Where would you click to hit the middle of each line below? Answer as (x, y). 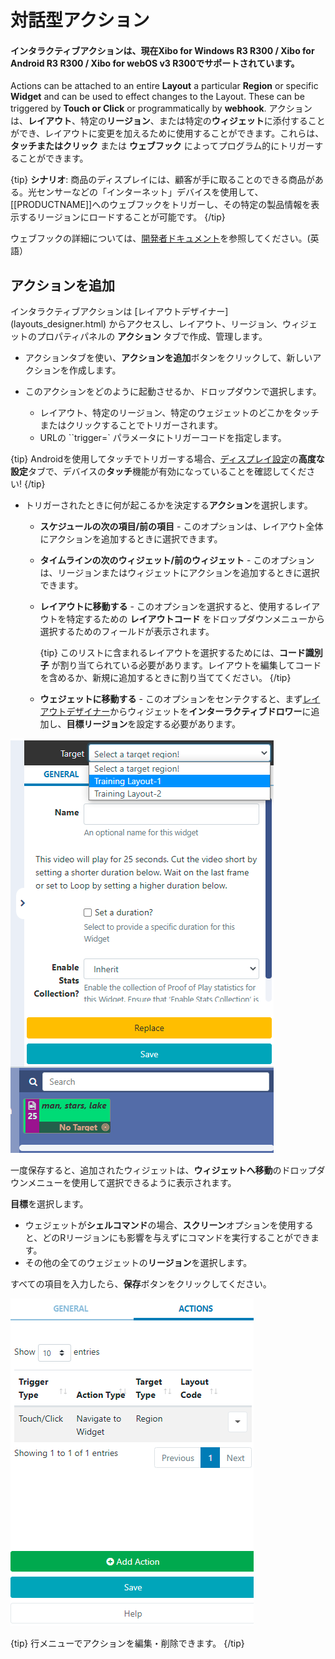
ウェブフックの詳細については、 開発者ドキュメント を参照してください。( (160, 238)
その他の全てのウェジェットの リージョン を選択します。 (138, 1263)
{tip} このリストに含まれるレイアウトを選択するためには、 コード (172, 653)
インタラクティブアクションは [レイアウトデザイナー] (119, 312)
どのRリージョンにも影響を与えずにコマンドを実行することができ (176, 1238)
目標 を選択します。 (49, 1204)
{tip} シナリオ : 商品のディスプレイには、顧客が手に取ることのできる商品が (162, 180)
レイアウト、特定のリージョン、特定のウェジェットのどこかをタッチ (179, 413)
